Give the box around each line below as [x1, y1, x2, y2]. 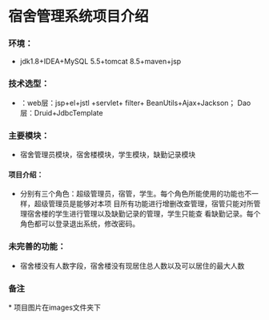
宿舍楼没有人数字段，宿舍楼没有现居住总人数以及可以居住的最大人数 [19, 261, 245, 270]
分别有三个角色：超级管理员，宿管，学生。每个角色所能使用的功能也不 [19, 189, 252, 199]
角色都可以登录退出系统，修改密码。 [19, 219, 140, 229]
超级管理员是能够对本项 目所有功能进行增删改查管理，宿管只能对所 [34, 199, 254, 209]
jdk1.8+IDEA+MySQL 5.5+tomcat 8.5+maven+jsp [19, 57, 182, 67]
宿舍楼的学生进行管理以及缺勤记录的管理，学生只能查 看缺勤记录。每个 [26, 209, 261, 219]
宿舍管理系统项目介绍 [8, 7, 150, 26]
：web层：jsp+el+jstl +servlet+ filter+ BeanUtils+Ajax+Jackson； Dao [19, 98, 251, 107]
